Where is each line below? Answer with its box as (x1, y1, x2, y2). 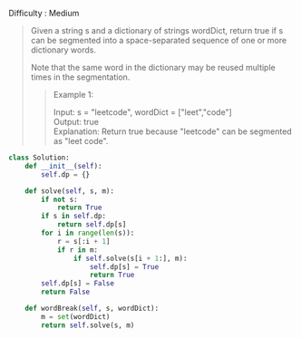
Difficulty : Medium (8, 8, 80, 18)
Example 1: (53, 90, 94, 100)
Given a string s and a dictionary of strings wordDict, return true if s (30, 25, 284, 35)
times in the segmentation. (30, 72, 131, 82)
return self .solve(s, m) (41, 321, 135, 330)
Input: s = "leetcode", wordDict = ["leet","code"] (53, 107, 232, 117)
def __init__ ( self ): (24, 161, 102, 170)
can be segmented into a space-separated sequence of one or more (30, 35, 287, 45)
